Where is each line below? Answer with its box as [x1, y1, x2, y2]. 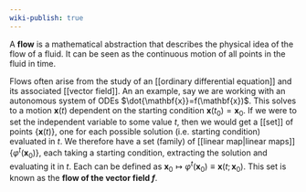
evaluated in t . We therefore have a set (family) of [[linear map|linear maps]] [9, 136, 295, 147]
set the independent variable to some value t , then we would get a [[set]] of [9, 116, 294, 128]
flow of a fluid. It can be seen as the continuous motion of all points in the [9, 48, 286, 59]
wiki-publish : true [9, 13, 84, 23]
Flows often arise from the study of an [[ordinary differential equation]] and [9, 75, 292, 87]
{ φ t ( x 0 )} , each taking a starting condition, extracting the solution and [9, 145, 268, 160]
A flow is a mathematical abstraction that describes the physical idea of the [9, 38, 294, 49]
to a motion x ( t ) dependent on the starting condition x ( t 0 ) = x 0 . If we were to [9, 104, 297, 118]
